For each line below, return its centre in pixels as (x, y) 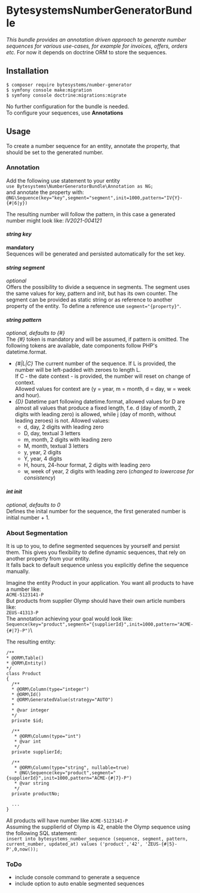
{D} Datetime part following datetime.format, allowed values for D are (100, 402)
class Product (24, 673)
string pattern (24, 319)
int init (14, 492)
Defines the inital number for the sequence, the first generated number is (96, 511)
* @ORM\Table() (25, 658)
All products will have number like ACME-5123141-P (67, 820)
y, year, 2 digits (42, 452)
